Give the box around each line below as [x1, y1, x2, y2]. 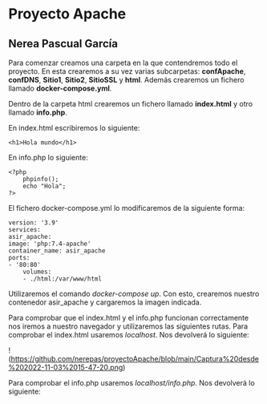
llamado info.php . [8, 107, 68, 117]
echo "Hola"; [22, 182, 67, 190]
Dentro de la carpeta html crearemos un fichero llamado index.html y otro [8, 99, 253, 108]
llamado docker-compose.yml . [8, 83, 112, 93]
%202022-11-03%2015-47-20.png [8, 362, 123, 372]
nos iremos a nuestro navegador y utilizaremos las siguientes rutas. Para [8, 321, 249, 331]
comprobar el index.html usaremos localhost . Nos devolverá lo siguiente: [8, 330, 250, 339]
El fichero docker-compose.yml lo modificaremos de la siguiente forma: [8, 204, 245, 212]
